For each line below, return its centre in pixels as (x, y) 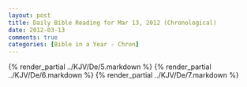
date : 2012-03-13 (37, 30)
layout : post (30, 15)
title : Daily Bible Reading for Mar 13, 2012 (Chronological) (112, 23)
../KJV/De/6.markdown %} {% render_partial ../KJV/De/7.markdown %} (123, 75)
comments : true (33, 37)
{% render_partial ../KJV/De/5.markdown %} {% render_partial (110, 67)
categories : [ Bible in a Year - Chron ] (74, 45)
